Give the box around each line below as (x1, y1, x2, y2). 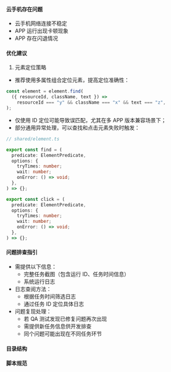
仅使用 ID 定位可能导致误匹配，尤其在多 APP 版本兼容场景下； (14, 116, 166, 123)
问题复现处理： (14, 308, 52, 315)
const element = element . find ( (6, 88, 84, 95)
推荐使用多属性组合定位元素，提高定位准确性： (14, 76, 129, 83)
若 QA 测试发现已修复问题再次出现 (23, 315, 107, 322)
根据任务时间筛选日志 (23, 293, 76, 300)
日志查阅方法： (14, 285, 52, 292)
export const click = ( (6, 196, 65, 202)
